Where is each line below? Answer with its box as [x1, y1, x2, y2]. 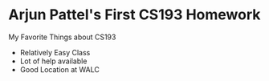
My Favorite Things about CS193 [8, 32, 116, 42]
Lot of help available [19, 56, 88, 66]
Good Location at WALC [19, 64, 100, 74]
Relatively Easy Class [19, 47, 91, 57]
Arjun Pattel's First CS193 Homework [8, 6, 261, 24]
